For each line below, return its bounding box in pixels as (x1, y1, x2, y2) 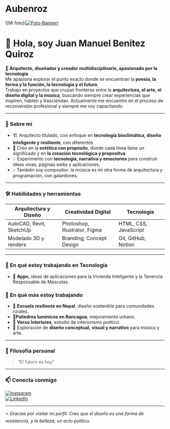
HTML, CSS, (118, 220, 148, 227)
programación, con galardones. (12, 173, 78, 179)
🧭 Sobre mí (5, 120, 32, 127)
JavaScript (118, 226, 144, 234)
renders (8, 241, 27, 248)
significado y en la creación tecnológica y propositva (12, 150, 125, 156)
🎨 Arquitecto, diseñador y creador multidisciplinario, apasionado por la (5, 65, 158, 71)
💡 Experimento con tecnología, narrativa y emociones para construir (12, 156, 158, 162)
